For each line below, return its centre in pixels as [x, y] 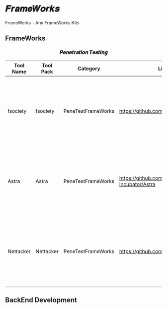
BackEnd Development [41, 300]
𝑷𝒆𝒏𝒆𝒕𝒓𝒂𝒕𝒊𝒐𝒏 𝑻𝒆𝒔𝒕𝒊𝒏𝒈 [83, 53]
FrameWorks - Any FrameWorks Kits [42, 22]
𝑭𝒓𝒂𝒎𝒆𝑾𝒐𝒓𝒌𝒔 [32, 9]
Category [89, 69]
